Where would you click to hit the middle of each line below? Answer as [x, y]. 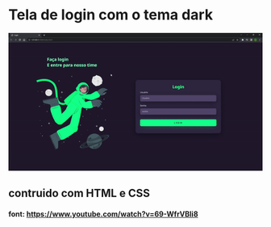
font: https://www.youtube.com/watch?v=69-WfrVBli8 [104, 214]
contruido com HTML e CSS [79, 193]
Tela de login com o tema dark [111, 15]
